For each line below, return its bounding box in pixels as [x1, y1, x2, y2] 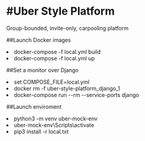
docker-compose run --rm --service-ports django [14, 91, 140, 98]
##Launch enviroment [6, 103, 62, 110]
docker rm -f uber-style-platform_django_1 [14, 84, 121, 92]
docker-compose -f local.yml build [14, 48, 101, 56]
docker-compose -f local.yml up [14, 54, 95, 62]
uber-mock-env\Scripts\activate [14, 121, 94, 129]
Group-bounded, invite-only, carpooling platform [6, 24, 129, 32]
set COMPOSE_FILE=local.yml [14, 78, 90, 85]
